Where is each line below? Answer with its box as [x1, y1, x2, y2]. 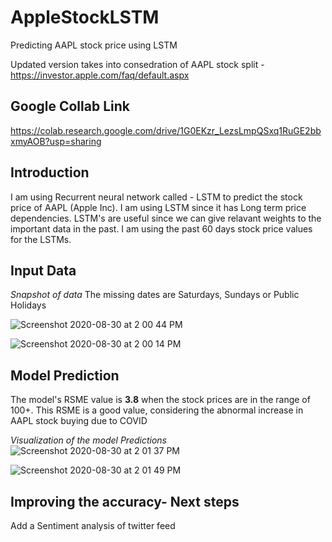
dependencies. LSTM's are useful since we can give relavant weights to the [10, 212, 322, 224]
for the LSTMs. [10, 233, 72, 245]
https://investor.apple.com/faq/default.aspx [10, 69, 190, 81]
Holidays [10, 299, 47, 311]
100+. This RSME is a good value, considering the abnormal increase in [10, 404, 304, 416]
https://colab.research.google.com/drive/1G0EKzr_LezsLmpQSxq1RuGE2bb [10, 124, 322, 136]
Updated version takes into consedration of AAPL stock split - [10, 58, 265, 70]
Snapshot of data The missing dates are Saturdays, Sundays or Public [10, 289, 300, 301]
